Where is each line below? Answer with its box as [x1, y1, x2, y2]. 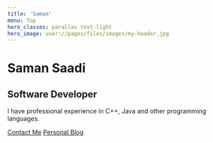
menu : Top [7, 17, 37, 24]
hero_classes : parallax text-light [7, 23, 113, 30]
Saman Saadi [7, 61, 86, 76]
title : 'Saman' [7, 10, 52, 18]
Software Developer [7, 88, 98, 100]
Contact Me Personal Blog [7, 128, 84, 137]
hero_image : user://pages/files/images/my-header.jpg [7, 30, 170, 37]
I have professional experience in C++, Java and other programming [7, 107, 207, 116]
